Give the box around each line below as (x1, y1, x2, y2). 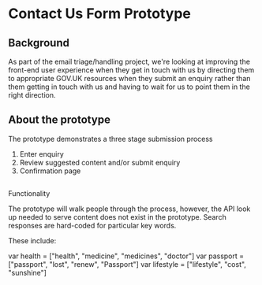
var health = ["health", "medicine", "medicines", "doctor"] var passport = (8, 251, 245, 261)
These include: (8, 236, 57, 246)
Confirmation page (19, 166, 81, 176)
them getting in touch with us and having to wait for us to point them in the (8, 82, 250, 91)
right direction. (8, 91, 57, 99)
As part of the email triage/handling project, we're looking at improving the (8, 57, 251, 66)
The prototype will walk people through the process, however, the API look (8, 204, 251, 213)
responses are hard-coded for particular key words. (8, 221, 177, 231)
